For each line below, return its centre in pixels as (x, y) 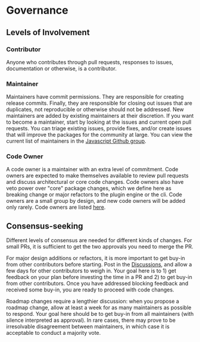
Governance (37, 10)
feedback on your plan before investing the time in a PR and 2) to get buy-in (99, 277)
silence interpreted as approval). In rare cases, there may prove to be (91, 320)
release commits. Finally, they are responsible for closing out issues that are (99, 103)
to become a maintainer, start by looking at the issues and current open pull (99, 122)
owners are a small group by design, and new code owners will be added (96, 201)
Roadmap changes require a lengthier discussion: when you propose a (93, 302)
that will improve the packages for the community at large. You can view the (99, 135)
